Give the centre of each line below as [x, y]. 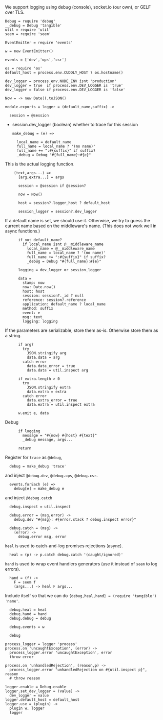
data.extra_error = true [52, 400]
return [25, 448]
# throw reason [25, 678]
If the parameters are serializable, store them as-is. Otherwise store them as [82, 330]
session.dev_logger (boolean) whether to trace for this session [75, 125]
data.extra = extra [47, 392]
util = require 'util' [28, 30]
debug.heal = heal [28, 610]
